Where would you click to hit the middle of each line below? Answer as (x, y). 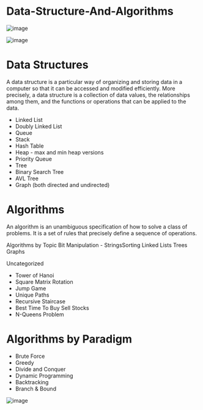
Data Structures (47, 65)
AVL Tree (27, 178)
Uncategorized (25, 263)
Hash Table (29, 146)
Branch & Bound (36, 389)
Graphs (16, 251)
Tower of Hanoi (35, 275)
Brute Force (30, 356)
